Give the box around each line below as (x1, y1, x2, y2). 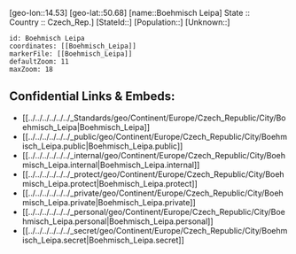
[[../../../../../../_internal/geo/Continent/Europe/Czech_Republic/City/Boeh (21, 150, 286, 160)
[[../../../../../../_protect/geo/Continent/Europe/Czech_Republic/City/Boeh (21, 168, 285, 180)
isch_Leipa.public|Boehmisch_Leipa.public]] (21, 141, 183, 151)
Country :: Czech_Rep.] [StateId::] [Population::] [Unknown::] (9, 17, 230, 27)
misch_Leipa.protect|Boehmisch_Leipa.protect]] (21, 178, 198, 189)
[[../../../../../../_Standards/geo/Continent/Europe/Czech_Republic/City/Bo (21, 112, 286, 123)
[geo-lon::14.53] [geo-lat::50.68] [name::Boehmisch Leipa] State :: (9, 8, 251, 18)
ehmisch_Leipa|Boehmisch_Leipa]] (21, 121, 151, 132)
